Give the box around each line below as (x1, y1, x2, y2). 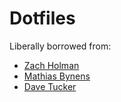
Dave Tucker (23, 80, 77, 92)
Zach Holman (23, 59, 80, 71)
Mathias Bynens (23, 70, 91, 82)
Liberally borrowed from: (9, 40, 112, 52)
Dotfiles (9, 7, 76, 30)
